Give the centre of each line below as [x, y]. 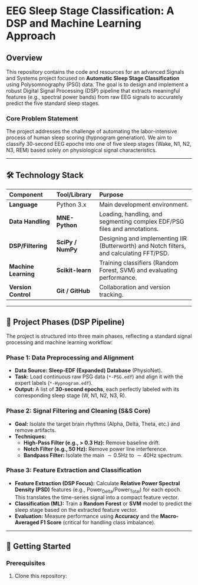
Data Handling [29, 221]
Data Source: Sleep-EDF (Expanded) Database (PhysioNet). [88, 371]
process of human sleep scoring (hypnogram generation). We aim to [89, 138]
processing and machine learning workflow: [60, 342]
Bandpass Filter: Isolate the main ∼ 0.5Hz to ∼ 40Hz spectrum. [103, 455]
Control [20, 295]
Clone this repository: [41, 576]
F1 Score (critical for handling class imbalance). [98, 522]
